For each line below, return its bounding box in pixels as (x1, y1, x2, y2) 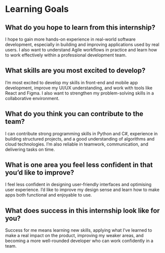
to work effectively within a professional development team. (5, 52, 127, 58)
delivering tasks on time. (5, 146, 55, 152)
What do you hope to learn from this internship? (5, 23, 156, 32)
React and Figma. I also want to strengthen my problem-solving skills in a (5, 90, 154, 96)
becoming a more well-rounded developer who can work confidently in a (5, 238, 154, 244)
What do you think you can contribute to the (5, 110, 143, 118)
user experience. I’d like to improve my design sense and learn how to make (5, 187, 160, 193)
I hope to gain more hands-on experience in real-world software (5, 36, 136, 42)
